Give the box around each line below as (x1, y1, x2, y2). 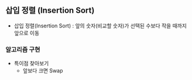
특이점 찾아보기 (13, 60, 49, 67)
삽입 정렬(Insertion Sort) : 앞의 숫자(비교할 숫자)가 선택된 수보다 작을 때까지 (13, 22, 187, 29)
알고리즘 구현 (5, 46, 40, 54)
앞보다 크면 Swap (22, 67, 63, 74)
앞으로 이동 (13, 29, 40, 36)
